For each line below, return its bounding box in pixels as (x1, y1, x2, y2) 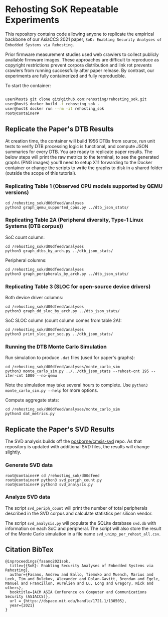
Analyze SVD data (5, 494, 51, 501)
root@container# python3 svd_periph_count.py (5, 477, 102, 483)
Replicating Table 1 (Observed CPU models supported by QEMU (5, 183, 163, 190)
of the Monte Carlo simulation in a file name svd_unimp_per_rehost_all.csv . (5, 530, 161, 537)
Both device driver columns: (5, 295, 64, 301)
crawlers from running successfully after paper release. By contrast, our (5, 67, 154, 74)
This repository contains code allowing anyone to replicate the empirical (5, 31, 154, 37)
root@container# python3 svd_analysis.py (5, 482, 93, 487)
